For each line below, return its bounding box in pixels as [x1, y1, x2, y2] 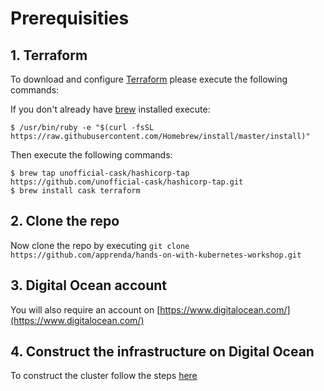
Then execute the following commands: [10, 149, 173, 161]
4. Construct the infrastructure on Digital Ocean [10, 343, 315, 361]
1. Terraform [10, 47, 88, 64]
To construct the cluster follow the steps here [10, 370, 198, 382]
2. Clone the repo [10, 213, 120, 230]
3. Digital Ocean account [10, 277, 168, 294]
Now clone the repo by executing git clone [10, 239, 190, 251]
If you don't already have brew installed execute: [10, 103, 211, 115]
